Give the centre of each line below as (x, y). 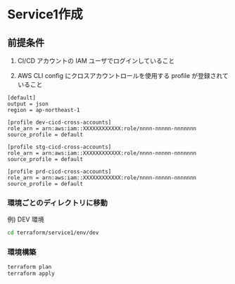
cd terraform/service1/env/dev (53, 233)
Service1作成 (45, 14)
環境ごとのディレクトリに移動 (57, 202)
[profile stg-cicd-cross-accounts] (59, 147)
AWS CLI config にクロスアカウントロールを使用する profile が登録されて (123, 76)
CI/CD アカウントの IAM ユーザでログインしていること (96, 61)
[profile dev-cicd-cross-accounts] (59, 122)
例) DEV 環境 (26, 219)
